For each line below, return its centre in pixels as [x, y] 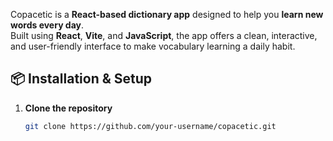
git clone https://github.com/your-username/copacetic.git [150, 126]
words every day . [47, 25]
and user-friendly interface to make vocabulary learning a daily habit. [153, 46]
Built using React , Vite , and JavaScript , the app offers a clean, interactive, [164, 35]
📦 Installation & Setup [81, 79]
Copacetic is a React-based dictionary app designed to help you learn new [167, 14]
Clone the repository [68, 108]
